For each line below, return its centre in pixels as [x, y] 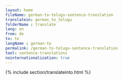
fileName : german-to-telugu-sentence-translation [59, 15]
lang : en [15, 29]
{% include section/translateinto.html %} [48, 72]
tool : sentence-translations [36, 53]
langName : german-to [28, 44]
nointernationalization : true [38, 58]
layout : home [19, 10]
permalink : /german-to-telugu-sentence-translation [61, 48]
